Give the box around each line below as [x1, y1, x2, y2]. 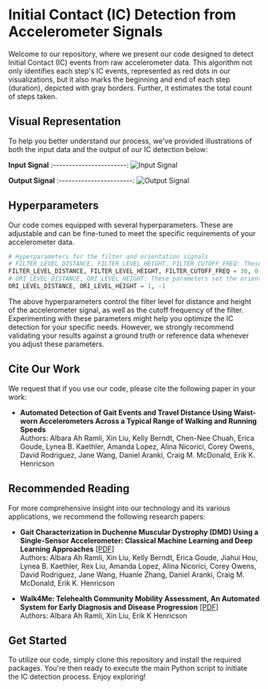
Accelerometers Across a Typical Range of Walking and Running [38, 416, 258, 426]
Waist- [233, 407, 257, 417]
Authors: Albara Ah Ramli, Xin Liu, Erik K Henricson [19, 611, 187, 620]
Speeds [19, 424, 46, 434]
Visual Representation [8, 114, 121, 129]
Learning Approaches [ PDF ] [19, 544, 115, 554]
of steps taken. [8, 91, 57, 101]
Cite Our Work [8, 363, 81, 376]
